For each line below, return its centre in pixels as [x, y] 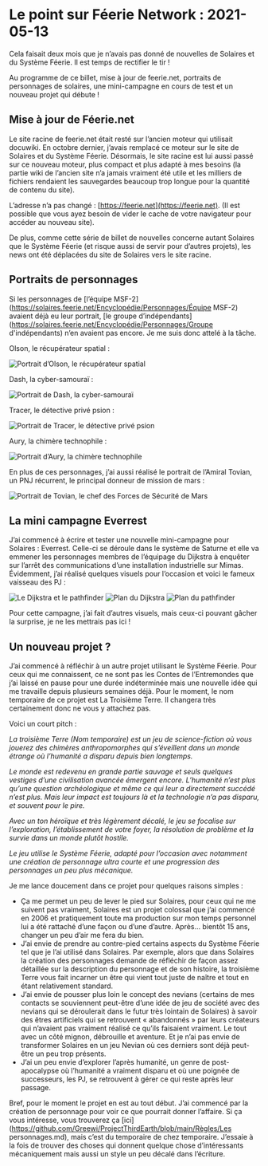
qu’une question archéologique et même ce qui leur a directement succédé [132, 789]
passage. [35, 1088]
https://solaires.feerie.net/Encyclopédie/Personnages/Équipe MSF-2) [125, 307]
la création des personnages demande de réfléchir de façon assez [129, 961]
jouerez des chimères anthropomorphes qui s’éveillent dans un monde [124, 748]
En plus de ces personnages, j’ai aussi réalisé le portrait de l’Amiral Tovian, [131, 471]
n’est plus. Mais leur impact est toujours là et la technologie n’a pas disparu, [134, 797]
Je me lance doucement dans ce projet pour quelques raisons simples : [126, 886]
